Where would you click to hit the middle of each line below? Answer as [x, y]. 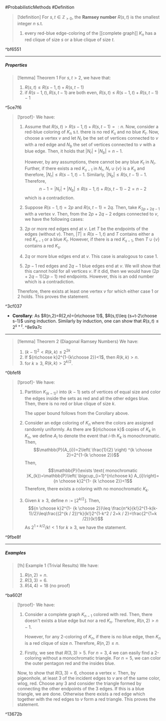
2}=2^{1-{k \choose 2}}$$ [93, 455]
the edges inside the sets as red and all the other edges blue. [87, 399]
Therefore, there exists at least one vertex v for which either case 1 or [88, 291]
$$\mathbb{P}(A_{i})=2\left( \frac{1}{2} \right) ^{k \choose [93, 450]
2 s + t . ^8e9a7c [27, 327]
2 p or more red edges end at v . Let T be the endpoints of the [86, 229]
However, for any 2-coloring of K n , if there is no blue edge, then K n [93, 637]
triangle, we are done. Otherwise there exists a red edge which [81, 694]
